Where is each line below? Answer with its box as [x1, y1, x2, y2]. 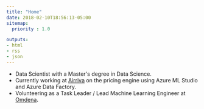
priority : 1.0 [12, 25, 51, 32]
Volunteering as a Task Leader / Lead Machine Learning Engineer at [15, 89, 186, 97]
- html [6, 42, 23, 48]
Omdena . [15, 96, 38, 103]
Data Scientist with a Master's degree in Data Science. [15, 70, 152, 78]
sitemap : [6, 20, 29, 26]
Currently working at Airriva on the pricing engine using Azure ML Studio [15, 76, 198, 84]
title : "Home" [6, 8, 43, 15]
